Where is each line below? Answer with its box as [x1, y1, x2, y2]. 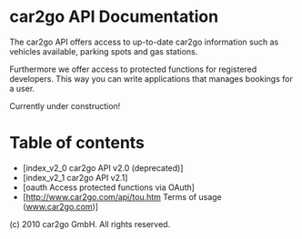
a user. [9, 83, 35, 94]
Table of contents [9, 133, 146, 154]
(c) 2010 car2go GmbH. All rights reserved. [9, 218, 171, 229]
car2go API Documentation [9, 6, 219, 27]
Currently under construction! [9, 100, 121, 111]
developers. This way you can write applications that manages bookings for [9, 73, 293, 84]
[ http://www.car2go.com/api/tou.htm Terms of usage [22, 191, 222, 202]
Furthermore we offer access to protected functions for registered [9, 64, 257, 75]
